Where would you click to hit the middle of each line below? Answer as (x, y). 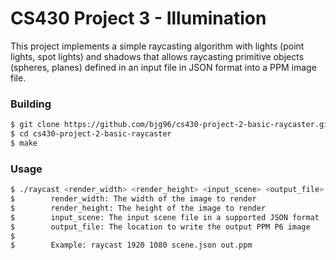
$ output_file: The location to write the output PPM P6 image (160, 227)
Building (31, 104)
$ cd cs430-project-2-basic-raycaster (91, 134)
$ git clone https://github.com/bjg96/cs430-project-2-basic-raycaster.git (171, 125)
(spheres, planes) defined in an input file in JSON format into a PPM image (163, 67)
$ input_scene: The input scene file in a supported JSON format (165, 217)
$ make (24, 143)
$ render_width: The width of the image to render (133, 199)
